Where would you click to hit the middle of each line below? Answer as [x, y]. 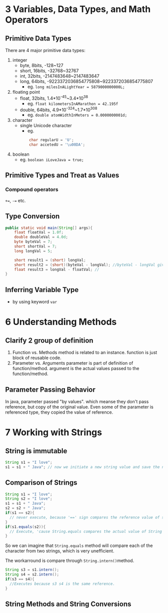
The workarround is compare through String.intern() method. [70, 561]
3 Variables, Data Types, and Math [78, 9]
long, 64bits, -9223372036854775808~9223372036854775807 [86, 81]
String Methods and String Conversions [68, 604]
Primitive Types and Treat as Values [62, 176]
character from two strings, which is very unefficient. [60, 551]
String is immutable [36, 451]
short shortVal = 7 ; [35, 246]
